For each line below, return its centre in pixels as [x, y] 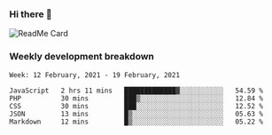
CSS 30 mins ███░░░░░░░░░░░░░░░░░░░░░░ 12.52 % [136, 106]
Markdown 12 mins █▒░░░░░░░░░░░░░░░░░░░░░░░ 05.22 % [136, 122]
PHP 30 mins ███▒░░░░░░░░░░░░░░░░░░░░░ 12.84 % [136, 98]
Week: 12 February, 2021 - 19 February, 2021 [94, 75]
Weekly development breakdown [82, 57]
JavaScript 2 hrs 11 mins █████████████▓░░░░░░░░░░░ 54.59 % [136, 91]
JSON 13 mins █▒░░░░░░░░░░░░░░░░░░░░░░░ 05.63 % [136, 114]
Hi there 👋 [31, 14]
